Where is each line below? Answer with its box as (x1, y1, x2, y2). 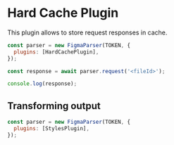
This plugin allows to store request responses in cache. (7, 28, 168, 37)
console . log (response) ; (7, 80, 77, 87)
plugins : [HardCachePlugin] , (13, 48, 99, 56)
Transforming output (7, 100, 101, 112)
